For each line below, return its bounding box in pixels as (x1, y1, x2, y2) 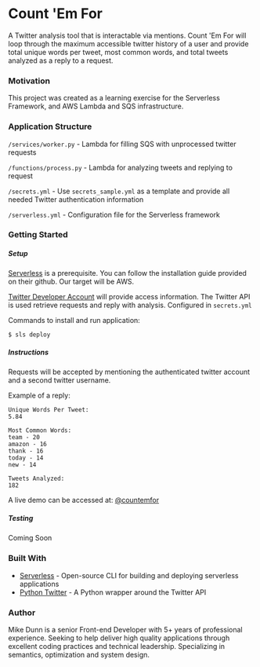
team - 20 (8, 434, 41, 442)
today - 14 (8, 454, 44, 462)
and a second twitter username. (8, 376, 111, 385)
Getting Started (8, 229, 68, 240)
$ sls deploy (8, 331, 51, 339)
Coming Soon (8, 533, 52, 543)
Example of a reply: (8, 390, 70, 401)
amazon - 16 (8, 441, 47, 449)
